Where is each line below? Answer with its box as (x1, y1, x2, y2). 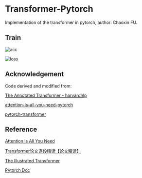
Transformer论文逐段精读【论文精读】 (5, 148, 81, 154)
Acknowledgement (5, 70, 64, 78)
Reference (5, 125, 37, 133)
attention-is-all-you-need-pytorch (5, 102, 73, 107)
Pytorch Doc (5, 167, 30, 173)
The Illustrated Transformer (5, 158, 60, 164)
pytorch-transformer (5, 111, 46, 117)
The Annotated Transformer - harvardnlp (5, 92, 87, 98)
